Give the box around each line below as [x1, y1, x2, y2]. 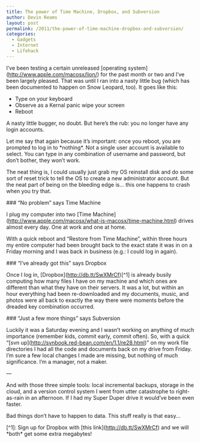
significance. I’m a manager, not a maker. [6, 358, 108, 365]
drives [178, 217, 194, 224]
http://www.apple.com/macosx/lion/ [8, 70, 97, 78]
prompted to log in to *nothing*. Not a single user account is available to [6, 143, 184, 151]
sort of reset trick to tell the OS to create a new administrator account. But [6, 175, 189, 182]
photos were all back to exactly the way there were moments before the [6, 297, 184, 304]
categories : [6, 31, 36, 37]
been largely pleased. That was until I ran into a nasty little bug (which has [6, 77, 190, 84]
